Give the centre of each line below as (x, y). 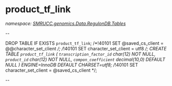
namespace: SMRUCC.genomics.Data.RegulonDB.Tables (66, 23)
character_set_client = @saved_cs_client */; (51, 70)
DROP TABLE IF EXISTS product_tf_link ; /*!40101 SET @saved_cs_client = (84, 43)
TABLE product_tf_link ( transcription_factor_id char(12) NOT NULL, (81, 54)
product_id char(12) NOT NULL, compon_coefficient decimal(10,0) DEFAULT (85, 59)
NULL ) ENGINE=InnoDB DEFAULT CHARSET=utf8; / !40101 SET (72, 65)
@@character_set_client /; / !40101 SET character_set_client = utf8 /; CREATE (86, 48)
